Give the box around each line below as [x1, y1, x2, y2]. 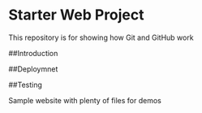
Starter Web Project [8, 6, 144, 24]
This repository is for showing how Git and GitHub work [8, 33, 194, 42]
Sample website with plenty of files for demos [8, 95, 162, 105]
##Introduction [8, 48, 58, 58]
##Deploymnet [8, 63, 58, 74]
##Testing [8, 80, 43, 89]
